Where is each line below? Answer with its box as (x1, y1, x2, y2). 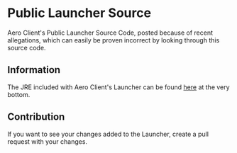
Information (7, 64, 61, 76)
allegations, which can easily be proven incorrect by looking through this (7, 35, 220, 44)
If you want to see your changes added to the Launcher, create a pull (7, 130, 209, 138)
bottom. (7, 90, 31, 98)
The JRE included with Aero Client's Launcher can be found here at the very (7, 83, 230, 91)
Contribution (7, 111, 65, 123)
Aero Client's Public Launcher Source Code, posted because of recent (7, 28, 214, 37)
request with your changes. (7, 137, 87, 146)
